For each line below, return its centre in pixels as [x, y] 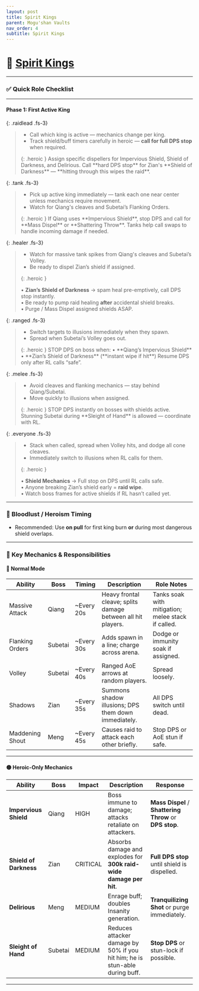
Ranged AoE [119, 665]
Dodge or [166, 634]
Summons [116, 690]
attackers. [121, 832]
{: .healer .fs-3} [25, 243]
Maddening [25, 733]
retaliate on [123, 825]
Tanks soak [168, 594]
